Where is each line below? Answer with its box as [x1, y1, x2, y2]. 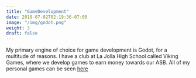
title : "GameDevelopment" [6, 8, 69, 15]
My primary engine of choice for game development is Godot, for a [6, 46, 168, 53]
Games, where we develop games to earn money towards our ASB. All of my [6, 59, 190, 66]
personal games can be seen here [6, 65, 88, 72]
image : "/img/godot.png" [6, 19, 67, 25]
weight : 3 [6, 25, 30, 31]
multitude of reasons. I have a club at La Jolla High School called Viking [6, 53, 178, 60]
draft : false [6, 30, 38, 36]
